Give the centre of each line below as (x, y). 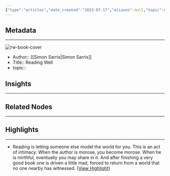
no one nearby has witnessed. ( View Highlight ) (61, 168)
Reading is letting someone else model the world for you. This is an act (86, 147)
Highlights (22, 130)
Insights (18, 84)
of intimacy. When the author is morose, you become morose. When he (87, 152)
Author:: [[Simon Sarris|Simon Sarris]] (52, 57)
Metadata (21, 31)
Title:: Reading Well (33, 62)
